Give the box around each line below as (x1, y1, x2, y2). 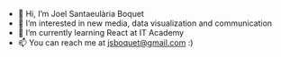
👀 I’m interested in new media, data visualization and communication (17, 18, 273, 28)
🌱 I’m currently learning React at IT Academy (17, 28, 185, 37)
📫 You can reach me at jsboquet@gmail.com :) (17, 37, 194, 48)
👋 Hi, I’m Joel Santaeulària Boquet (17, 9, 144, 19)
